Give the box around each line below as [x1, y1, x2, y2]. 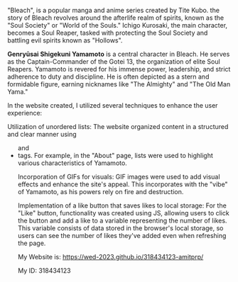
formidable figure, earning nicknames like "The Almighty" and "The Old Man [7, 80, 231, 88]
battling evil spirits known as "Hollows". [7, 36, 123, 45]
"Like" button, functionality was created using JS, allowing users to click [17, 209, 229, 217]
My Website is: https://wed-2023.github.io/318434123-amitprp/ [17, 253, 204, 261]
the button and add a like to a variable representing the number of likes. [17, 216, 227, 225]
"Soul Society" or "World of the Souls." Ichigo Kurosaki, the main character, [7, 21, 228, 29]
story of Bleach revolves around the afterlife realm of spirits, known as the [7, 13, 225, 22]
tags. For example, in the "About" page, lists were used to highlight [17, 152, 213, 159]
